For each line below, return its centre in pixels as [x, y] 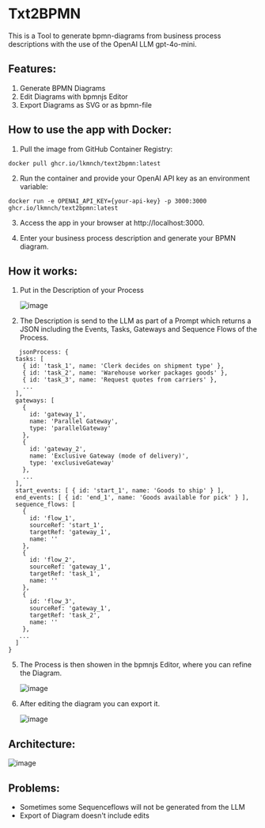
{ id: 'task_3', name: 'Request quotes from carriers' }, [120, 380]
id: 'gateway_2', [58, 449]
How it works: [43, 271]
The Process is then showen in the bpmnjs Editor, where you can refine [135, 665]
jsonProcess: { [44, 352]
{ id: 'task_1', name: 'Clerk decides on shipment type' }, [123, 366]
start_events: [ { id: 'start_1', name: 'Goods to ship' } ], [120, 491]
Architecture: [42, 744]
